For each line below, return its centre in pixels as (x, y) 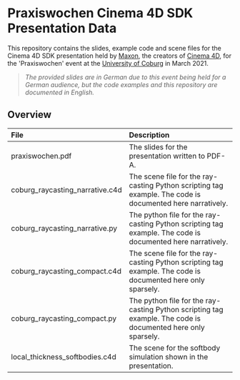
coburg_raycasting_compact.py (64, 318)
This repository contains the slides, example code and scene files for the (114, 48)
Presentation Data (62, 28)
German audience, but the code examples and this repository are (121, 84)
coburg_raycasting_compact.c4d (66, 271)
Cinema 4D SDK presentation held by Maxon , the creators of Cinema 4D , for (120, 56)
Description (149, 135)
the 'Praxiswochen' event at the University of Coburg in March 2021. (108, 63)
